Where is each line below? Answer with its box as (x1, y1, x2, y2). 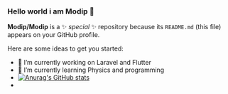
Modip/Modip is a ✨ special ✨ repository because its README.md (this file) (7, 23, 222, 31)
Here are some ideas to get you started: (7, 44, 124, 53)
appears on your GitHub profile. (7, 31, 100, 39)
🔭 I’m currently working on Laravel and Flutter (17, 58, 151, 67)
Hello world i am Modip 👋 (7, 6, 94, 16)
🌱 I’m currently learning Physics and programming (17, 66, 165, 74)
